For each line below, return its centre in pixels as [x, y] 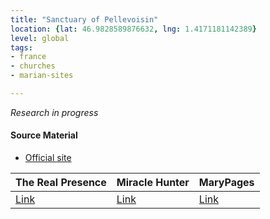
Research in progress [54, 112]
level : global [40, 38]
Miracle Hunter [153, 183]
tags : [21, 47]
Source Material [44, 135]
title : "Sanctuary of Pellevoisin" [84, 19]
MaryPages [226, 183]
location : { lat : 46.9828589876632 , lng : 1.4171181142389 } [133, 29]
